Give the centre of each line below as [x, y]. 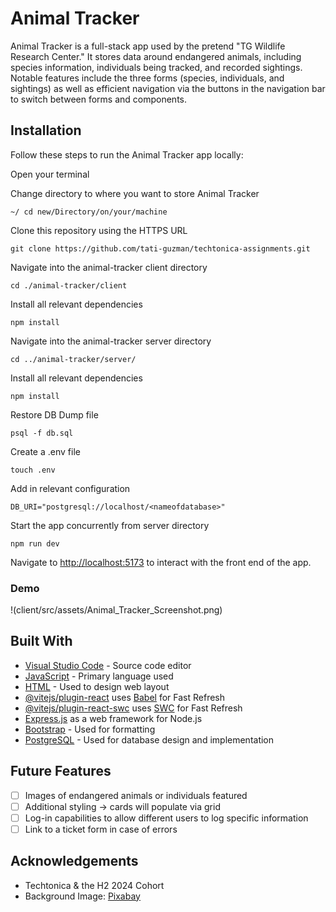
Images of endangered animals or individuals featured [136, 795]
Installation [46, 130]
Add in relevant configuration [70, 488]
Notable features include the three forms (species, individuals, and [147, 78]
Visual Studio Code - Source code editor [108, 665]
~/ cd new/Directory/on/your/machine [89, 212]
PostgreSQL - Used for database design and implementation [149, 739]
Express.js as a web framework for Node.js [113, 718]
